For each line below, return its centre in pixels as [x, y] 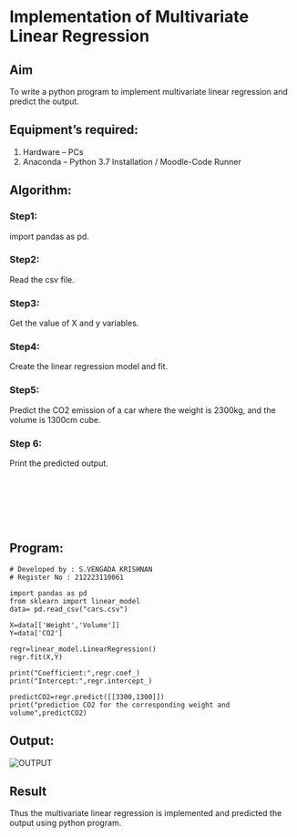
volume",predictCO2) [49, 713]
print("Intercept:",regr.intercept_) [81, 681]
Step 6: [26, 443]
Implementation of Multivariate [129, 17]
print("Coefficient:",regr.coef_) [75, 673]
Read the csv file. [42, 279]
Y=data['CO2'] [36, 633]
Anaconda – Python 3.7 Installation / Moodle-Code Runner [132, 161]
